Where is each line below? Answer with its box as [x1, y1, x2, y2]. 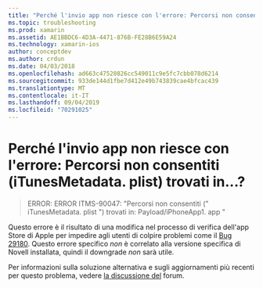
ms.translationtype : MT [8, 84, 86, 92]
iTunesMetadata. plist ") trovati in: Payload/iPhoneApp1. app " [27, 207, 225, 216]
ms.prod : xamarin [8, 26, 65, 34]
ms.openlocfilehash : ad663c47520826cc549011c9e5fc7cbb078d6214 [8, 70, 219, 77]
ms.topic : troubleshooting [8, 19, 96, 27]
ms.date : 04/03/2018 [8, 63, 76, 70]
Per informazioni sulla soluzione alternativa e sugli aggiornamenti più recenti [8, 262, 254, 272]
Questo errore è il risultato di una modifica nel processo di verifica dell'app [8, 222, 249, 232]
